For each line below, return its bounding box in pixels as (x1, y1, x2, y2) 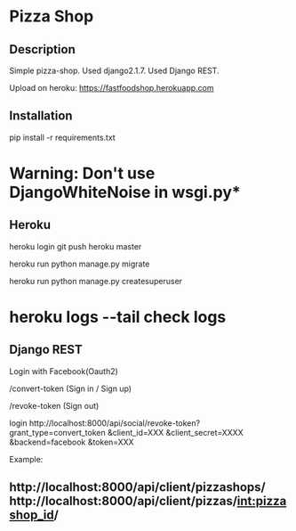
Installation (9, 109, 73, 124)
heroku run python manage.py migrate (9, 258, 150, 269)
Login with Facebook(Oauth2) (9, 365, 118, 376)
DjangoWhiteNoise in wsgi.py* (9, 183, 242, 202)
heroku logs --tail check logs (9, 307, 227, 327)
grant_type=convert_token (9, 427, 106, 437)
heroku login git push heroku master (9, 241, 142, 251)
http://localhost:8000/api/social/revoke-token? (28, 417, 201, 429)
